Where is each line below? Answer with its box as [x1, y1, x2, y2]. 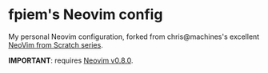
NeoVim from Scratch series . [8, 40, 104, 49]
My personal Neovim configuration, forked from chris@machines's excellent [8, 32, 260, 41]
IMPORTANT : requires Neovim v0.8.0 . [8, 56, 134, 65]
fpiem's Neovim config [8, 6, 163, 24]
